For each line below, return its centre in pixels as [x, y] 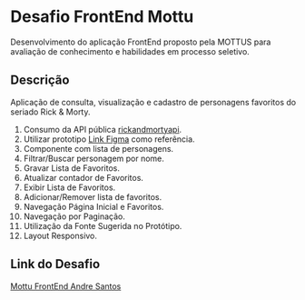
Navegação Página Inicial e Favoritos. [93, 206]
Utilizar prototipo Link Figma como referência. [109, 139]
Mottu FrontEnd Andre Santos [66, 286]
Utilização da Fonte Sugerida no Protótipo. [103, 225]
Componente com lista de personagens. [98, 148]
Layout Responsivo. [60, 235]
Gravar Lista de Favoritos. [72, 168]
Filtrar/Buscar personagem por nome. [93, 158]
